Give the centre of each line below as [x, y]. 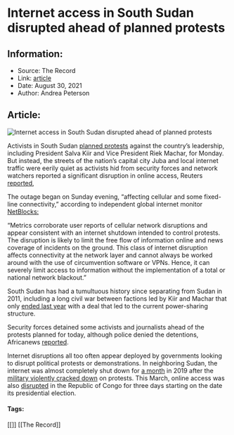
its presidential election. [42, 393]
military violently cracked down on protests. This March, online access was [116, 378]
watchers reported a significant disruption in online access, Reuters [105, 175]
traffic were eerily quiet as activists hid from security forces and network [112, 168]
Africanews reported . [38, 342]
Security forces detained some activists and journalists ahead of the [106, 327]
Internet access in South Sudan [101, 13]
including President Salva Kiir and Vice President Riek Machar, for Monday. [116, 153]
